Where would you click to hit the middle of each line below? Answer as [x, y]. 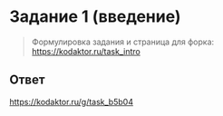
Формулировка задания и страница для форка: [123, 42]
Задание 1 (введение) [95, 17]
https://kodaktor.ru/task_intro [86, 51]
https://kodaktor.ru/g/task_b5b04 [72, 101]
